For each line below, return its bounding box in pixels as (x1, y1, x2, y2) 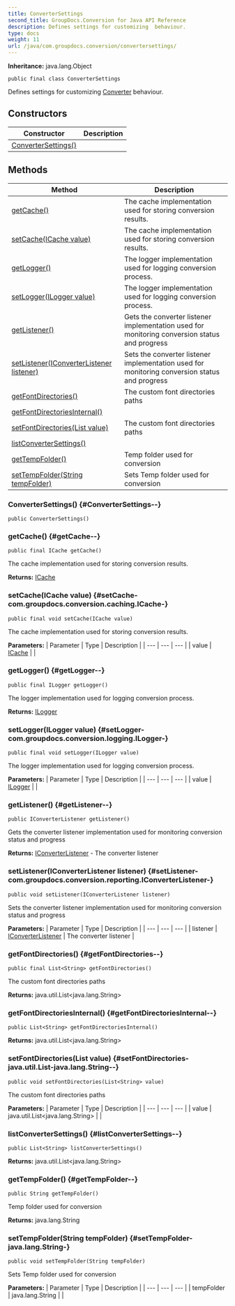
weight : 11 (8, 36, 40, 43)
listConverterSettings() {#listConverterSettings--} (8, 1129, 183, 1138)
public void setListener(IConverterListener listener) (8, 891, 171, 898)
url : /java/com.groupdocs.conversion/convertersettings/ (8, 43, 177, 50)
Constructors (8, 108, 68, 119)
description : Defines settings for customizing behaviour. (8, 23, 187, 30)
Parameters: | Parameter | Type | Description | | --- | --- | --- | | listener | (8, 924, 218, 932)
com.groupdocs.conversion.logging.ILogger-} (8, 733, 169, 743)
